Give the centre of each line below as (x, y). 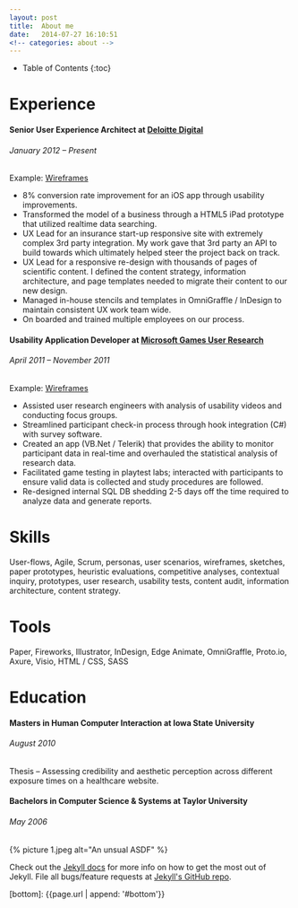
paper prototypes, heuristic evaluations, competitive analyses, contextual (145, 572)
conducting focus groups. (70, 415)
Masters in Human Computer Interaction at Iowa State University (132, 722)
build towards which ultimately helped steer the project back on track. (151, 253)
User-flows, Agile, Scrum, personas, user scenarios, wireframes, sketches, (147, 562)
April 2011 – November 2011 (60, 361)
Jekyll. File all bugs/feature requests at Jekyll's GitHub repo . (120, 877)
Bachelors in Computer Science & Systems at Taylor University (128, 801)
